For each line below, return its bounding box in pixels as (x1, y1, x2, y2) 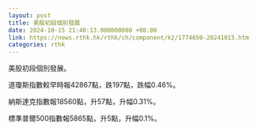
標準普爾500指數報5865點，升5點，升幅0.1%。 (8, 113, 161, 123)
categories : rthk (8, 41, 66, 49)
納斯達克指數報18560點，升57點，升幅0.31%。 (8, 97, 161, 106)
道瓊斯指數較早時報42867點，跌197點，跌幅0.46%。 (8, 80, 180, 90)
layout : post (8, 11, 51, 20)
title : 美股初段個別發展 (8, 19, 81, 27)
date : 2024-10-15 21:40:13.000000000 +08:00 (8, 26, 157, 34)
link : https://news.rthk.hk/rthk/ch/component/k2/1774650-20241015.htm (8, 33, 249, 42)
